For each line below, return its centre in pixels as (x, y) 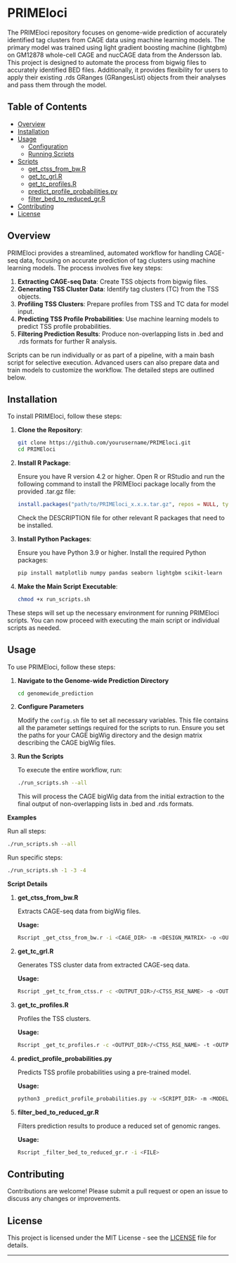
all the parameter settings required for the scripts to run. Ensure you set (121, 728)
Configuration (48, 146)
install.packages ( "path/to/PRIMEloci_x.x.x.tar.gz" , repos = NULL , (118, 505)
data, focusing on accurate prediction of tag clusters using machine (118, 260)
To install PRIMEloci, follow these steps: (65, 416)
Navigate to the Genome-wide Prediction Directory (93, 680)
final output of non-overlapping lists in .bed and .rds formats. (106, 804)
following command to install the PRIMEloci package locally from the (117, 484)
